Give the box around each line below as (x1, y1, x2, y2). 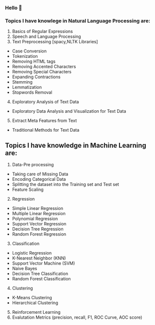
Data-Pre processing (12, 162, 54, 168)
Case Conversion (12, 48, 47, 54)
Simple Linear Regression (12, 205, 64, 211)
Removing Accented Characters (12, 64, 76, 69)
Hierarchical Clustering (12, 300, 58, 306)
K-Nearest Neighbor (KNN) (12, 255, 66, 261)
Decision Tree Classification (12, 271, 69, 276)
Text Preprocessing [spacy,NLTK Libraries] (12, 39, 98, 45)
